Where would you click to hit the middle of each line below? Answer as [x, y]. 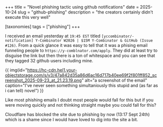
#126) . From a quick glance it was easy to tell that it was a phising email [76, 45]
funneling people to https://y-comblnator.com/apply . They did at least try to [81, 50]
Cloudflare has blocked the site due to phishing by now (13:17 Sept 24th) [77, 114]
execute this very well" [28, 17]
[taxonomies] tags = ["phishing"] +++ [43, 27]
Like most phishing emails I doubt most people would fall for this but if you [79, 100]
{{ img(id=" [16, 70]
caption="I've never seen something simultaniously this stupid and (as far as [81, 85]
